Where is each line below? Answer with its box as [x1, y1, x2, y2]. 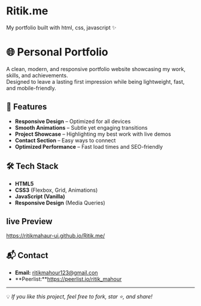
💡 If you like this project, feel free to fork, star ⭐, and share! [6, 293, 153, 300]
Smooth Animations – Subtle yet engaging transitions [14, 124, 148, 131]
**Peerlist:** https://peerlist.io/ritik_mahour [14, 276, 122, 283]
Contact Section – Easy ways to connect [14, 136, 116, 144]
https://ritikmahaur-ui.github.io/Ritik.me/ [6, 232, 105, 240]
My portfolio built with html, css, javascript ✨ [6, 24, 117, 31]
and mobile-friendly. [6, 84, 56, 91]
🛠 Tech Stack [6, 161, 59, 172]
